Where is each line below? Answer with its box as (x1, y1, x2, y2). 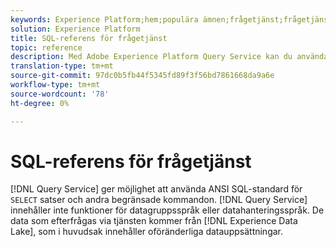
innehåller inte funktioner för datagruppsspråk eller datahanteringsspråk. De (10, 204, 325, 216)
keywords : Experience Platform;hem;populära (10, 14, 199, 25)
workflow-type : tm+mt (10, 80, 101, 90)
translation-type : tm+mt (10, 61, 114, 71)
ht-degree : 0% (10, 98, 70, 108)
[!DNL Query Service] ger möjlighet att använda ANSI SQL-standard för (10, 183, 303, 195)
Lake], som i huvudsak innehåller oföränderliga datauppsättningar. (10, 226, 284, 238)
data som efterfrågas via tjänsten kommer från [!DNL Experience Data (10, 215, 298, 227)
